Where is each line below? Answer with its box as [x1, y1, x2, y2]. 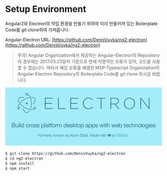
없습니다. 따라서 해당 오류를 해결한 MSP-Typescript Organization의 [28, 65, 160, 71]
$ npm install [5, 161, 35, 166]
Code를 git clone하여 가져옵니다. [5, 26, 70, 33]
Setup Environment [5, 3, 86, 15]
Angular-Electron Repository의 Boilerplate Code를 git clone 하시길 [17, 71, 151, 77]
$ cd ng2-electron [5, 156, 43, 161]
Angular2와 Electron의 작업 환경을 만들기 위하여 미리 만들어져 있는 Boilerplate [5, 20, 158, 26]
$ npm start [5, 166, 30, 171]
